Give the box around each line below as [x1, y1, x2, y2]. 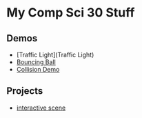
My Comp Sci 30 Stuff [6, 5, 135, 21]
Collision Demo [16, 66, 60, 73]
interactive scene [16, 104, 66, 112]
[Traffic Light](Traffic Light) [16, 50, 94, 59]
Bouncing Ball [16, 58, 56, 66]
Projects [6, 85, 43, 97]
